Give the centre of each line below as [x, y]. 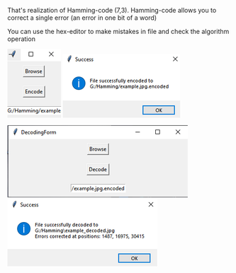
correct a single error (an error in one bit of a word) [82, 18]
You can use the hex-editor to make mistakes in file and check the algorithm [118, 31]
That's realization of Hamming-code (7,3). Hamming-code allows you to [112, 10]
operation [21, 39]
